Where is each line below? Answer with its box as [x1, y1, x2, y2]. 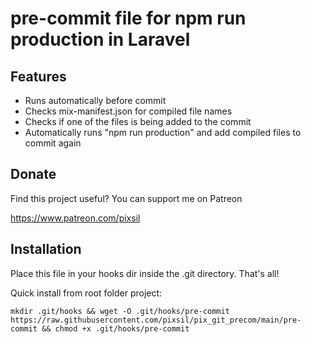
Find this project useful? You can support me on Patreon [10, 192, 243, 204]
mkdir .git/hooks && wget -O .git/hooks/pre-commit [10, 306, 230, 316]
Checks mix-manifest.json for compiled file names [24, 105, 233, 117]
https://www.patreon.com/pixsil [10, 212, 141, 224]
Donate [10, 166, 57, 183]
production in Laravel [10, 28, 191, 51]
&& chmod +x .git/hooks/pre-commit [41, 323, 190, 334]
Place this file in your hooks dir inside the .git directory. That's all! [10, 267, 280, 279]
